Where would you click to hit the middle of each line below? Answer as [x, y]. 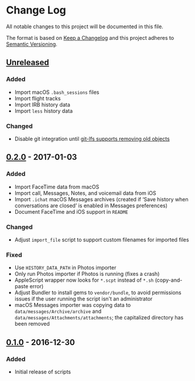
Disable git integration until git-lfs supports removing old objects [92, 139]
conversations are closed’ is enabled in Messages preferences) [91, 205]
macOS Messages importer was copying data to [73, 305]
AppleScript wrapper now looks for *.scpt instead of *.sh [84, 280]
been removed [32, 324]
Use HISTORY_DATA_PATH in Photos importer [65, 268]
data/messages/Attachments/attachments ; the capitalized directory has [99, 318]
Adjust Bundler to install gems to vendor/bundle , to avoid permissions [98, 293]
